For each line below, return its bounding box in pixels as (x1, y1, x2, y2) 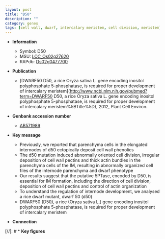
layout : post (5, 7, 32, 12)
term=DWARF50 (19, 94, 53, 99)
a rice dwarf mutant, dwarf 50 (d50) (19, 194, 93, 200)
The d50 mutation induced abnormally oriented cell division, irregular (19, 152, 160, 158)
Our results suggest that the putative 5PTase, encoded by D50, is (19, 173, 152, 179)
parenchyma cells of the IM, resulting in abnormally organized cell (19, 163, 153, 168)
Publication (12, 68, 36, 74)
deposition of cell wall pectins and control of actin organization (19, 183, 147, 189)
